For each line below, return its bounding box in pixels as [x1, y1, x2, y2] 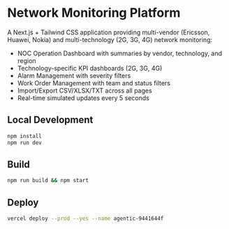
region [17, 56, 36, 64]
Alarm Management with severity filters [17, 71, 131, 80]
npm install [7, 132, 42, 139]
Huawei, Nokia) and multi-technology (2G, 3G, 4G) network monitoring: [7, 35, 213, 43]
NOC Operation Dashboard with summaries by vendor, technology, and [17, 49, 222, 57]
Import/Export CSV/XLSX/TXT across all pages [17, 86, 152, 95]
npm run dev [7, 139, 42, 146]
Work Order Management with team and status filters [17, 78, 171, 87]
